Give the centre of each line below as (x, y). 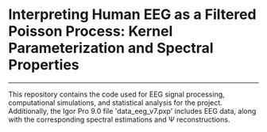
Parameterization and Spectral (111, 48)
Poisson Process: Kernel (91, 31)
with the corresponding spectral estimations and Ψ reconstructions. (119, 119)
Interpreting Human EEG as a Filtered (132, 15)
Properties (44, 65)
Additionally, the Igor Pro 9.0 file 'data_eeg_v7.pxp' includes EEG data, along (132, 111)
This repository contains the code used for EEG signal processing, (116, 94)
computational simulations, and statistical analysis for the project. (115, 102)
